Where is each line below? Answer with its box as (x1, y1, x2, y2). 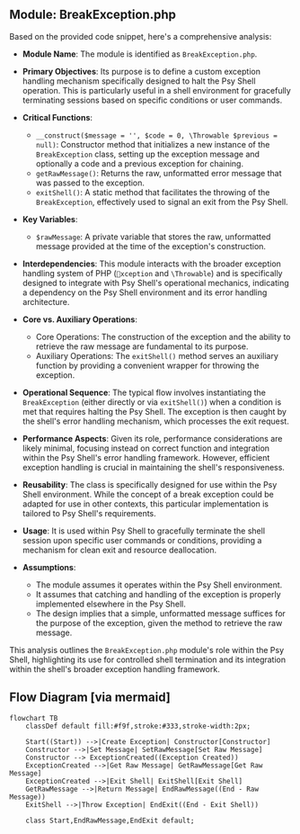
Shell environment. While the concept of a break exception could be (22, 489, 274, 499)
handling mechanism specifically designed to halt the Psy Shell (22, 76, 256, 86)
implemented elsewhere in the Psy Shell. (35, 598, 187, 609)
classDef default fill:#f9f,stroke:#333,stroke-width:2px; (25, 722, 251, 731)
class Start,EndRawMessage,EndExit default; (25, 816, 195, 825)
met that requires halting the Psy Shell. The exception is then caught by (22, 406, 287, 417)
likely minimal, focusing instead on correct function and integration (22, 443, 270, 453)
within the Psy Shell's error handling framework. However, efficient (22, 452, 270, 462)
